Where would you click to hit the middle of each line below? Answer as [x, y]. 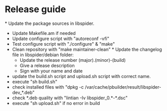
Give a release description [47, 65]
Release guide [35, 9]
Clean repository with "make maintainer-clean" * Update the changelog [87, 49]
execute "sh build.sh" [35, 82]
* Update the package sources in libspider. [50, 23]
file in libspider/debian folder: [43, 55]
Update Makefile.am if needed [44, 33]
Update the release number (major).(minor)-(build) [73, 60]
